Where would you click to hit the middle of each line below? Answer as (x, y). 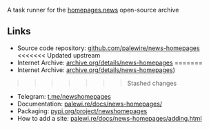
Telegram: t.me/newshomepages (64, 96)
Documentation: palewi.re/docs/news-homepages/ (90, 104)
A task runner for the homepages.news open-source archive (93, 10)
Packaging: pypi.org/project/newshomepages (82, 111)
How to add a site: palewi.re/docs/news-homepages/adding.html (109, 118)
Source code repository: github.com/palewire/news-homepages (108, 48)
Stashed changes (152, 83)
